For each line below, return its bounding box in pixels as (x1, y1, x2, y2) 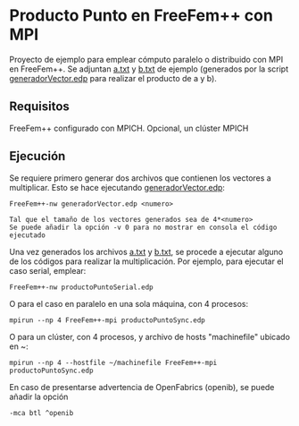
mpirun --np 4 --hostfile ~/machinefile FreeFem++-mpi (9, 358, 218, 367)
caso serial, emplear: (9, 265, 87, 276)
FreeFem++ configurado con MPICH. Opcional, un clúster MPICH (9, 123, 249, 133)
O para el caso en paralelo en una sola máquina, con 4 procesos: (9, 298, 248, 309)
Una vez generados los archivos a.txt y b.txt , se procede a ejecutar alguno (9, 246, 284, 257)
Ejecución (9, 149, 66, 164)
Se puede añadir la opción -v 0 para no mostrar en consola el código (9, 223, 278, 232)
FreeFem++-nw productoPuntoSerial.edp (9, 283, 154, 292)
